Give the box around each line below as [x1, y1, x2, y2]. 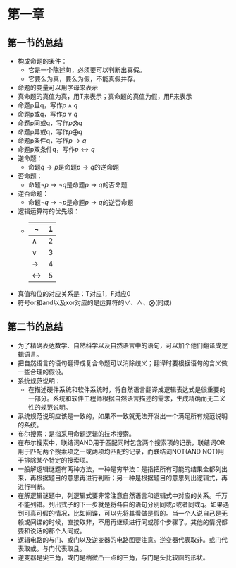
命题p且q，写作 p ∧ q [17, 101, 78, 110]
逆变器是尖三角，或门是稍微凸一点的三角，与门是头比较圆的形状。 [17, 552, 209, 562]
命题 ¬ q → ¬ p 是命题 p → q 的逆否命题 [27, 199, 134, 206]
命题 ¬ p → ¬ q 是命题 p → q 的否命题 [27, 181, 128, 189]
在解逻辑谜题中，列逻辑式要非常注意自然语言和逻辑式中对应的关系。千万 [17, 491, 228, 499]
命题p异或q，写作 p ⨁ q [17, 128, 83, 136]
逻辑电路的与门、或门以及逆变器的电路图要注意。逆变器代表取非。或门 [17, 535, 222, 544]
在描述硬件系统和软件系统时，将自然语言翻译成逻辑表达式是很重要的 [27, 385, 226, 394]
